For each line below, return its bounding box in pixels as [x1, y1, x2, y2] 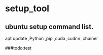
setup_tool [5, 3, 49, 14]
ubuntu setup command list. [5, 23, 94, 31]
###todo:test [5, 45, 32, 51]
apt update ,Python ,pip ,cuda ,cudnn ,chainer [5, 35, 99, 41]
